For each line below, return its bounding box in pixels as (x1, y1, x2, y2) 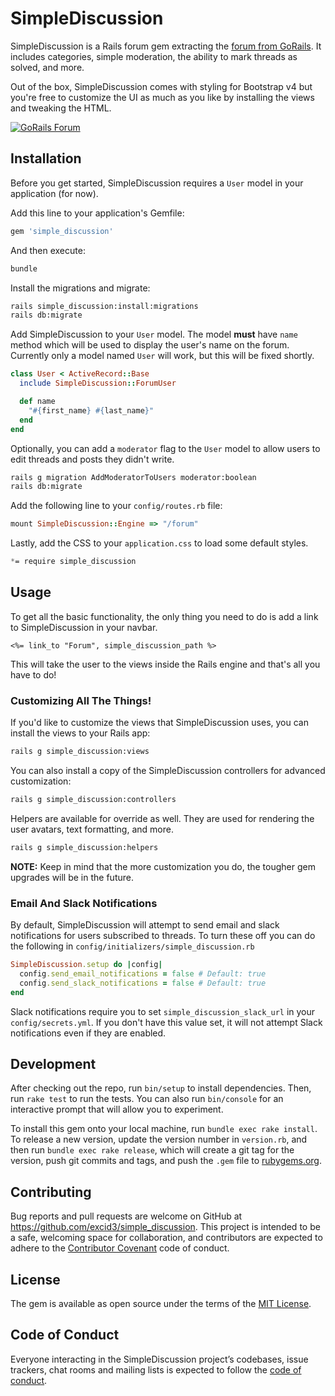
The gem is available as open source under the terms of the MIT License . (10, 1297, 312, 1309)
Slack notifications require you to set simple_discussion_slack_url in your (10, 1005, 316, 1017)
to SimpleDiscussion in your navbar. (10, 621, 158, 633)
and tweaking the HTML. (10, 102, 112, 114)
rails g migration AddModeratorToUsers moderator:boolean (10, 472, 257, 482)
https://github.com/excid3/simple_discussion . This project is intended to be (10, 1221, 321, 1233)
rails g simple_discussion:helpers (10, 842, 159, 852)
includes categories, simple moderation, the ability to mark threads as (10, 50, 298, 62)
